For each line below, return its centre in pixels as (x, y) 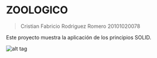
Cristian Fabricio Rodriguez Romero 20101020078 (80, 26)
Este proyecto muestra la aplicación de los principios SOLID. (79, 37)
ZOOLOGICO (37, 10)
